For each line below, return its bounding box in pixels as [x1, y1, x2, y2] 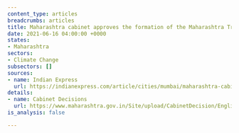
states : [7, 37, 31, 44]
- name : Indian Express [7, 76, 78, 83]
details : [7, 89, 33, 96]
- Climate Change [7, 57, 59, 64]
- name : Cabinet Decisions [7, 96, 87, 103]
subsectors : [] [7, 63, 53, 70]
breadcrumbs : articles [7, 17, 75, 24]
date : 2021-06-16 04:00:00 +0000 [7, 30, 107, 37]
